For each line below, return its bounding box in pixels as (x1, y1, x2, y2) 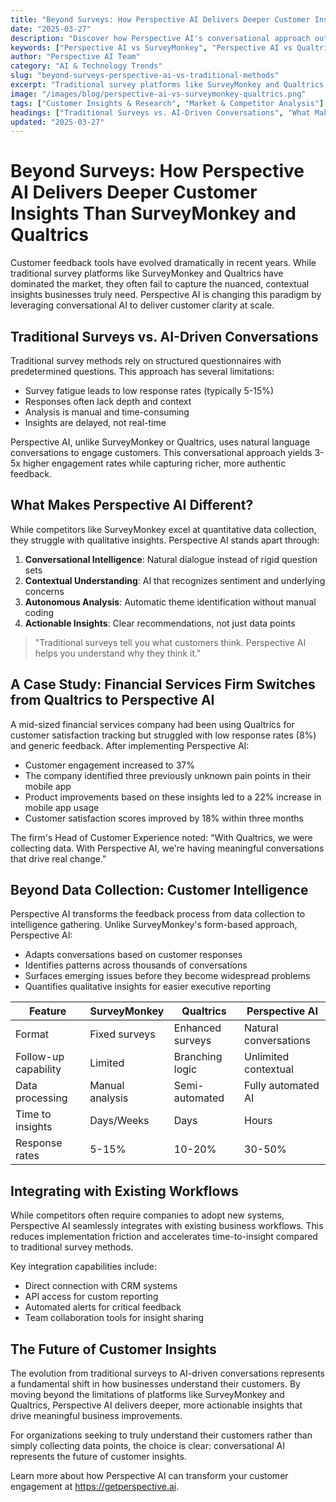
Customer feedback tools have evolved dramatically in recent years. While (10, 257, 317, 269)
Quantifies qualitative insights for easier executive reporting (24, 981, 272, 993)
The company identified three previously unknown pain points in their (24, 769, 312, 781)
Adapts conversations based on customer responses (24, 949, 243, 961)
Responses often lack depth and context (24, 396, 192, 407)
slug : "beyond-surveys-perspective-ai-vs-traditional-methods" (10, 71, 280, 81)
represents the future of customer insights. (10, 1451, 187, 1463)
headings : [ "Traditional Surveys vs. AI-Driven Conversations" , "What (10, 107, 311, 118)
